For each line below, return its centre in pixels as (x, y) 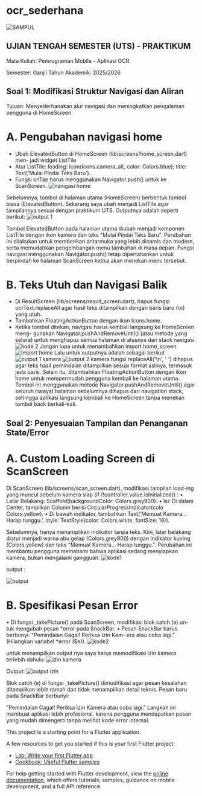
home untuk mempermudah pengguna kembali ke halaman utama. (97, 379)
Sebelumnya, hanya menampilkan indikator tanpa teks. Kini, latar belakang (99, 531)
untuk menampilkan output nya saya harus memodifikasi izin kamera (91, 653)
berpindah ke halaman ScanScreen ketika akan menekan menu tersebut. (96, 260)
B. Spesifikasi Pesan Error (72, 605)
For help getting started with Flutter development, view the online (87, 773)
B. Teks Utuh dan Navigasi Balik (87, 285)
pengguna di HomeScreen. (40, 112)
